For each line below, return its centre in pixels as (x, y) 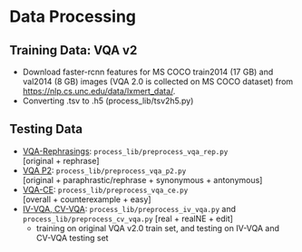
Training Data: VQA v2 (73, 50)
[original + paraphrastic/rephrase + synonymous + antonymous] (142, 179)
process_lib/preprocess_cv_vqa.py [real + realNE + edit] (128, 218)
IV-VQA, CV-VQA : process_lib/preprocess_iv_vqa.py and (129, 208)
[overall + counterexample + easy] (87, 199)
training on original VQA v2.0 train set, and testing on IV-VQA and (157, 228)
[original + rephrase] (61, 160)
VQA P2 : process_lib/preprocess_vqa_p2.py (104, 170)
